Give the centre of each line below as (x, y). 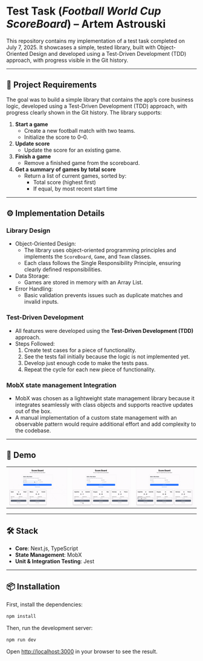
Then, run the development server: (50, 628)
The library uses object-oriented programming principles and (100, 250)
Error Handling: (34, 289)
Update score (32, 143)
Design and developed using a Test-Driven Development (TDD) (108, 53)
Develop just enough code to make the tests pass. (86, 363)
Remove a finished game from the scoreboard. (82, 163)
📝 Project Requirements (52, 85)
